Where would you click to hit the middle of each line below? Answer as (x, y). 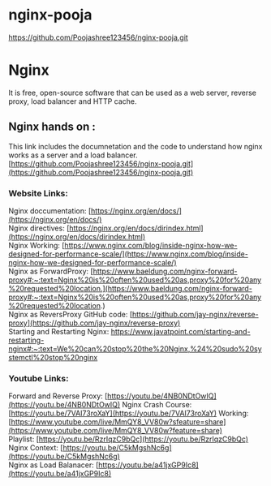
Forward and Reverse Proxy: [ (58, 396)
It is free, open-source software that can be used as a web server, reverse (133, 92)
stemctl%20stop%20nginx (53, 357)
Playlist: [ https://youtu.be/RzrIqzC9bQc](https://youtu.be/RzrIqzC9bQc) (129, 439)
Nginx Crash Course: (157, 405)
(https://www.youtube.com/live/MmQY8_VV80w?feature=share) (116, 431)
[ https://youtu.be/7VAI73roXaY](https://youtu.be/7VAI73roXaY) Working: (129, 413)
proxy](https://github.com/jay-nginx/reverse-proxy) (95, 323)
